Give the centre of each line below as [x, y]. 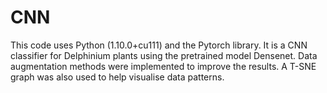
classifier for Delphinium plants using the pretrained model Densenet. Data [164, 55]
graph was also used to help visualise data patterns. [117, 77]
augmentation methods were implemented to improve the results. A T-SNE [163, 66]
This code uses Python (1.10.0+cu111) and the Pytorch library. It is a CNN [159, 45]
